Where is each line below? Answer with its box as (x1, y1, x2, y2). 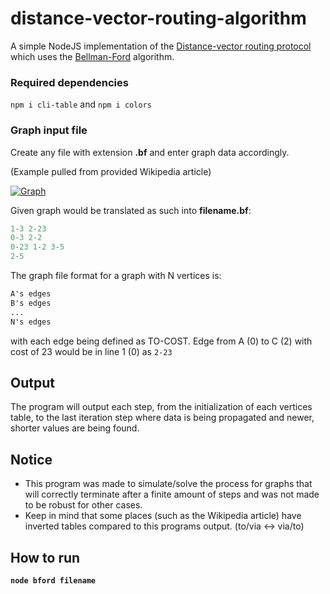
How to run (10, 549, 81, 566)
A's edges (10, 289, 52, 299)
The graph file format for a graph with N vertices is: (10, 270, 222, 282)
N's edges (10, 317, 52, 327)
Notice (10, 451, 53, 468)
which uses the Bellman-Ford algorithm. (10, 50, 175, 62)
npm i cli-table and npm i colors (10, 98, 152, 111)
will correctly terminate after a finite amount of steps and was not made (24, 488, 320, 501)
